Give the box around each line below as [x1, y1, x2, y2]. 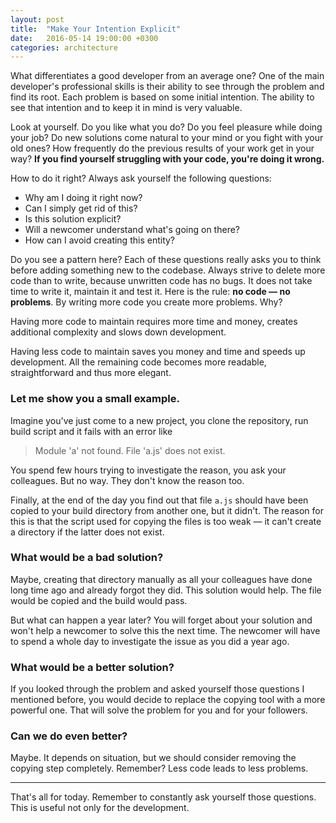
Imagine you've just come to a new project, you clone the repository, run [10, 414, 309, 426]
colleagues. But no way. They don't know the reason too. [10, 474, 245, 486]
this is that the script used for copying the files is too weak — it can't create [10, 515, 322, 527]
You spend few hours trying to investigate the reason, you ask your [10, 464, 287, 476]
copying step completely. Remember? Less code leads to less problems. [10, 762, 309, 775]
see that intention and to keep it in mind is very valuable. [10, 102, 243, 114]
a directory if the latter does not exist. [10, 526, 165, 538]
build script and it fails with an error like [10, 425, 173, 437]
